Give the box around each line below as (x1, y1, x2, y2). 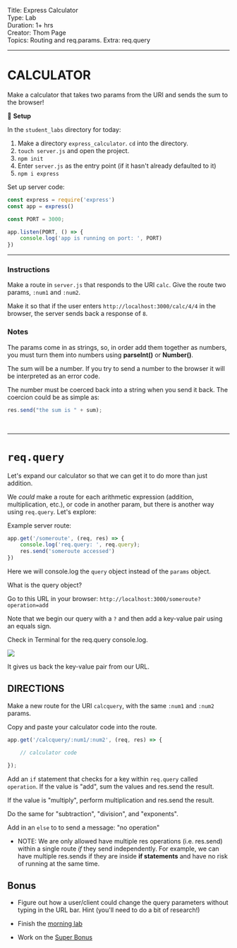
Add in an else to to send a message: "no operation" (7, 823, 160, 832)
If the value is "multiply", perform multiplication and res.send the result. (7, 796, 214, 804)
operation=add (7, 602, 49, 609)
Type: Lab (7, 13, 37, 22)
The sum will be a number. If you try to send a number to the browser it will (7, 364, 226, 372)
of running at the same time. (17, 859, 100, 868)
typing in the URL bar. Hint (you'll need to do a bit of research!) (17, 906, 200, 914)
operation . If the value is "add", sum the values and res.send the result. (7, 782, 214, 791)
